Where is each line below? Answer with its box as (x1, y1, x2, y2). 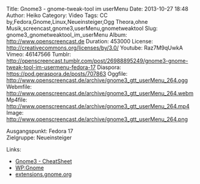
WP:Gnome (15, 164, 45, 171)
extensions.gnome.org (15, 171, 72, 178)
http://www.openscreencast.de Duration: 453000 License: (6, 38, 154, 45)
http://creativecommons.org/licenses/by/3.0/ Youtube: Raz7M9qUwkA (6, 44, 183, 51)
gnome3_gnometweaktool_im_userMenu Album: (6, 31, 127, 39)
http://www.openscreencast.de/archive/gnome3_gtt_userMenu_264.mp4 (6, 103, 190, 109)
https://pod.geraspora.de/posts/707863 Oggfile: (6, 70, 128, 77)
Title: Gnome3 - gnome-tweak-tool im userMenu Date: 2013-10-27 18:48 (6, 6, 189, 12)
